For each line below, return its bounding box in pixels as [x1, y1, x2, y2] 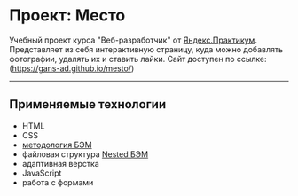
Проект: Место [9, 5, 126, 26]
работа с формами [21, 176, 94, 187]
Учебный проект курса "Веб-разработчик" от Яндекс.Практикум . [9, 35, 257, 45]
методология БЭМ [21, 139, 92, 150]
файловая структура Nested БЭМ [21, 148, 149, 160]
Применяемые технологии [9, 97, 167, 112]
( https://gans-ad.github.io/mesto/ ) [9, 63, 135, 74]
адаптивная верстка [21, 158, 99, 169]
